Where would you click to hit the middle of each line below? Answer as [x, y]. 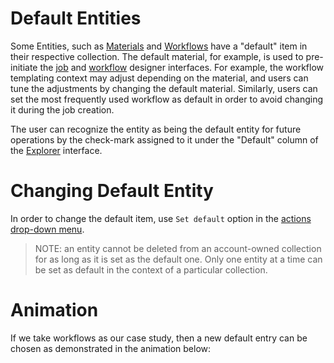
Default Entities [76, 18]
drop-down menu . [47, 229]
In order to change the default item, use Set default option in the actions [161, 218]
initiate [24, 67]
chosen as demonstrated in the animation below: [111, 348]
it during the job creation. [62, 109]
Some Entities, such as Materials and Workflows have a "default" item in [159, 46]
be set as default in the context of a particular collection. [151, 269]
